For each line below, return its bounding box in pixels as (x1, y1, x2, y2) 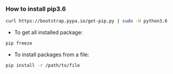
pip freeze (5, 40, 33, 46)
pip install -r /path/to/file (5, 63, 81, 69)
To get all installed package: (14, 29, 83, 36)
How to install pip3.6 (5, 5, 66, 13)
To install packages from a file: (14, 51, 89, 58)
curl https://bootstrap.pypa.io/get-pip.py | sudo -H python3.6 (5, 18, 168, 24)
